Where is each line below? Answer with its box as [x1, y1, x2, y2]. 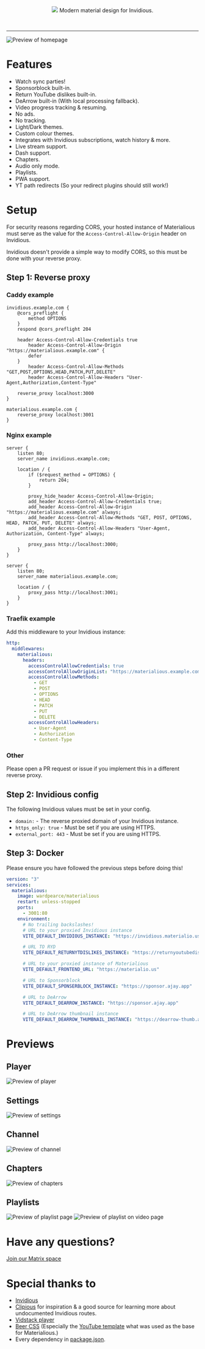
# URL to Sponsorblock [22, 977, 81, 983]
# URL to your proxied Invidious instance [22, 927, 132, 933]
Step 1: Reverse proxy [6, 272, 90, 283]
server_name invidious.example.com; [17, 456, 111, 462]
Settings [6, 1095, 40, 1106]
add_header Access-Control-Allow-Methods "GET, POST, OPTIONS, [28, 514, 192, 520]
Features [6, 57, 52, 72]
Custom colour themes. [15, 130, 74, 137]
